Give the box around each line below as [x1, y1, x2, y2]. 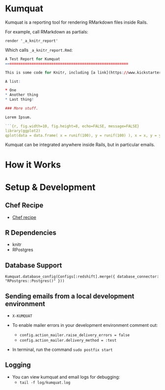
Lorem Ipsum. [5, 114, 32, 120]
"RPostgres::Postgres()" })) [5, 279, 65, 284]
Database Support [5, 261, 62, 269]
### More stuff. [5, 106, 38, 111]
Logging [5, 361, 31, 369]
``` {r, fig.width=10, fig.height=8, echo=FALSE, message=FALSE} [5, 124, 139, 129]
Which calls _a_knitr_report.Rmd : [5, 47, 73, 53]
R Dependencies [5, 229, 56, 237]
